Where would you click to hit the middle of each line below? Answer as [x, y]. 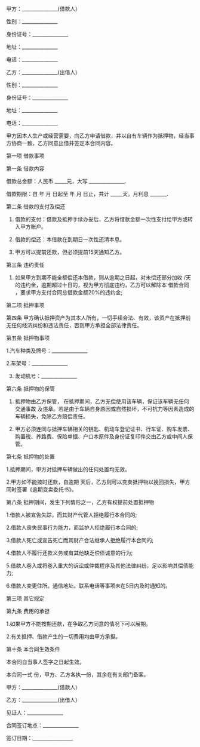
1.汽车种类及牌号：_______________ [47, 351]
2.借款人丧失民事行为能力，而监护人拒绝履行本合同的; [72, 528]
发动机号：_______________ [46, 376]
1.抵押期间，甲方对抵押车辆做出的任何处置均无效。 [68, 469]
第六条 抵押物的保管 [30, 389]
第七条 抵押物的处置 [30, 456]
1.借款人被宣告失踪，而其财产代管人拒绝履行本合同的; [72, 515]
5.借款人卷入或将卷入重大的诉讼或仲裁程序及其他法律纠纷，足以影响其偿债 [97, 565]
